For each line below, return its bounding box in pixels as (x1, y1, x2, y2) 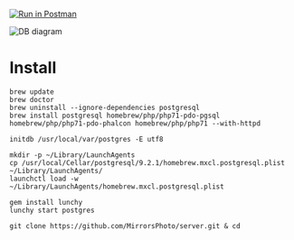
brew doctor (9, 95, 54, 104)
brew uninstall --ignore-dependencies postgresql (9, 103, 201, 112)
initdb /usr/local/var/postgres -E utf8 (9, 134, 165, 143)
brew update (9, 87, 54, 97)
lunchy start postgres (9, 206, 95, 215)
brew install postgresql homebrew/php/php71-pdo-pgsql (9, 111, 221, 120)
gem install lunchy (9, 198, 83, 207)
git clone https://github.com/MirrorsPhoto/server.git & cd (9, 221, 242, 230)
